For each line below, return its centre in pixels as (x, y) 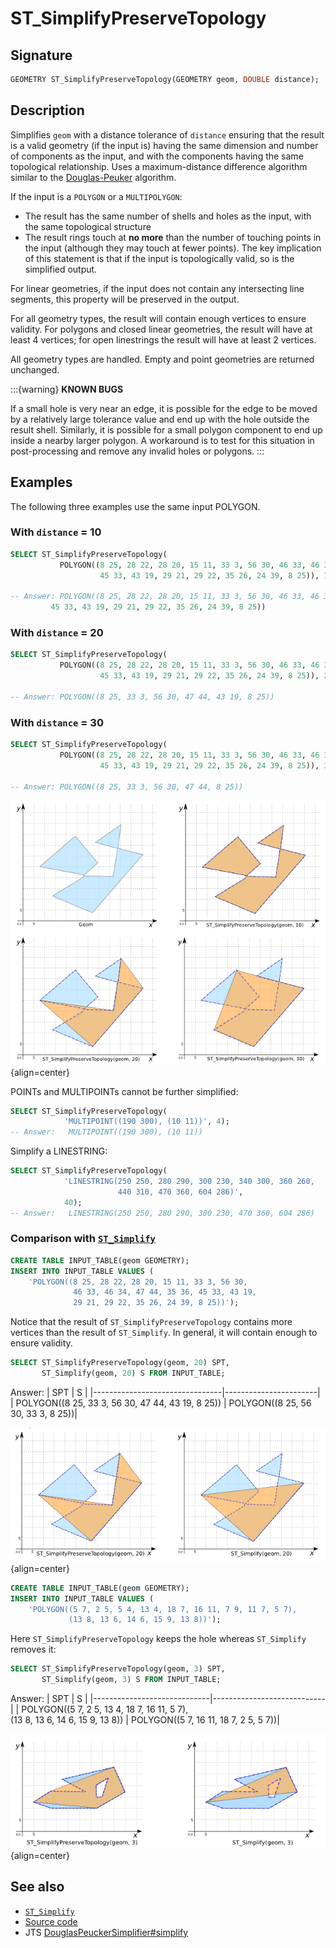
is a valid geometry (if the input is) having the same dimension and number (164, 145)
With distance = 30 (57, 722)
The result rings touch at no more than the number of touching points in (173, 237)
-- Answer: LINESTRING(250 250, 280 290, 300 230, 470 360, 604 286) (162, 1213)
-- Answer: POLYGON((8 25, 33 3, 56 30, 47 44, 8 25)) (127, 787)
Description (47, 110)
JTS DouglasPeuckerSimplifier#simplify (106, 1932)
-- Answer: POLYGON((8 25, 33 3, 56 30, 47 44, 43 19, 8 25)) (142, 697)
